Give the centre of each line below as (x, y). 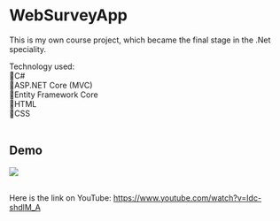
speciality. (28, 49)
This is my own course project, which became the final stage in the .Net (140, 40)
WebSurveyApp (69, 15)
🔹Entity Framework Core (54, 95)
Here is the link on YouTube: (61, 198)
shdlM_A (25, 207)
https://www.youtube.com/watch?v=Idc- (188, 198)
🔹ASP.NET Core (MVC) (51, 85)
